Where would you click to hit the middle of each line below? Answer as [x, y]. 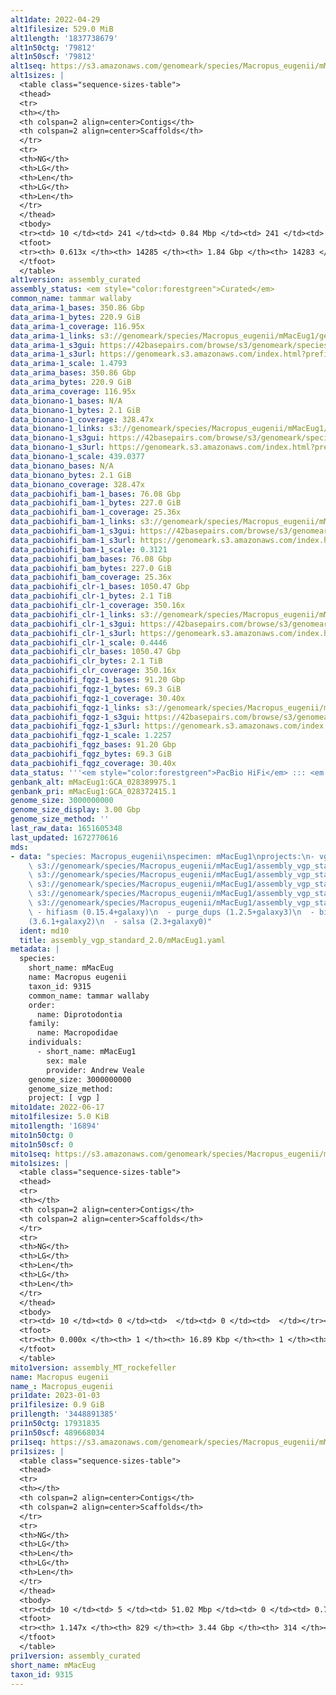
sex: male [66, 1061]
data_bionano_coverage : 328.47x [77, 484]
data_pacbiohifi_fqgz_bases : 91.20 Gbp [93, 745]
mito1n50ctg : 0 [42, 1135]
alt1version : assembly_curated [75, 280]
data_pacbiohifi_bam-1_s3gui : [73, 531]
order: [42, 1005]
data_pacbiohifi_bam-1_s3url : [73, 540]
